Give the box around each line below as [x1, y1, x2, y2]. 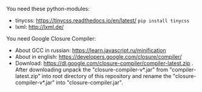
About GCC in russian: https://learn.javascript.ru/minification [15, 47, 167, 54]
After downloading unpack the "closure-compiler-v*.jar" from [15, 66, 169, 73]
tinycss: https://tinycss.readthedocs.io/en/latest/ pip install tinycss [15, 17, 190, 24]
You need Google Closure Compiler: [6, 35, 96, 42]
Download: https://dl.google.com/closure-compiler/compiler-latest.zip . [15, 60, 194, 67]
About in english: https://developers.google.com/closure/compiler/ [15, 53, 182, 60]
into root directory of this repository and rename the [41, 73, 172, 79]
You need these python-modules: [6, 5, 90, 12]
